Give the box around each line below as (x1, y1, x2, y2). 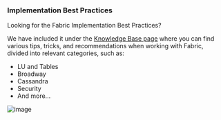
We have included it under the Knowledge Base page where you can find (7, 34, 215, 43)
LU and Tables (17, 63, 59, 71)
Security (17, 85, 41, 93)
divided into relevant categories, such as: (7, 49, 124, 57)
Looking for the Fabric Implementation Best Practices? (7, 21, 162, 30)
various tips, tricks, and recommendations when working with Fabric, (7, 42, 204, 50)
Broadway (17, 70, 46, 78)
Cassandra (17, 77, 48, 86)
